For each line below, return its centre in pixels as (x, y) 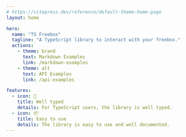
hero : (13, 29)
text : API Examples (47, 74)
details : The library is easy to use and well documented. (94, 125)
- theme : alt (34, 68)
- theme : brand (36, 51)
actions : (23, 46)
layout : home (23, 18)
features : (19, 91)
